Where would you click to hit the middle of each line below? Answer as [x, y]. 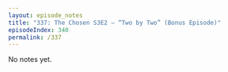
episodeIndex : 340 [38, 30]
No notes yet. [30, 59]
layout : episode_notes [46, 15]
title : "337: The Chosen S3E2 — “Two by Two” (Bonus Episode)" [115, 23]
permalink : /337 [35, 37]
